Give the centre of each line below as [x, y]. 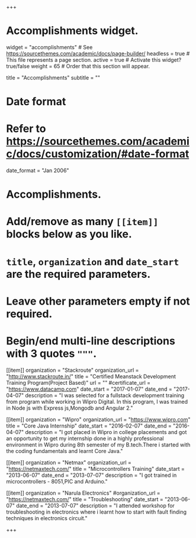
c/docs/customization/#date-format [98, 154]
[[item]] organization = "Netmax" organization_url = [69, 462]
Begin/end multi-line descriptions [91, 341]
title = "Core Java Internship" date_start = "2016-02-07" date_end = [89, 426]
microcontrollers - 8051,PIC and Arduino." [57, 481]
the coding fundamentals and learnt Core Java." [65, 451]
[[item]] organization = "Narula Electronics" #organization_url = [83, 493]
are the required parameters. [78, 274]
